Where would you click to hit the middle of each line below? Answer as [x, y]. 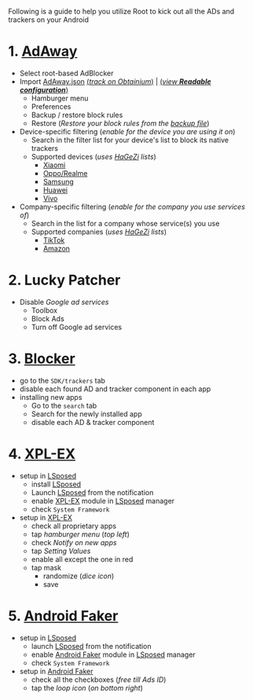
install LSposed [56, 484]
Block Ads [48, 318]
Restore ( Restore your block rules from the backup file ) [120, 123]
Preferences [51, 106]
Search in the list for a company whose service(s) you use [125, 223]
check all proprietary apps [73, 526]
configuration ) [44, 90]
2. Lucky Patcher [64, 280]
